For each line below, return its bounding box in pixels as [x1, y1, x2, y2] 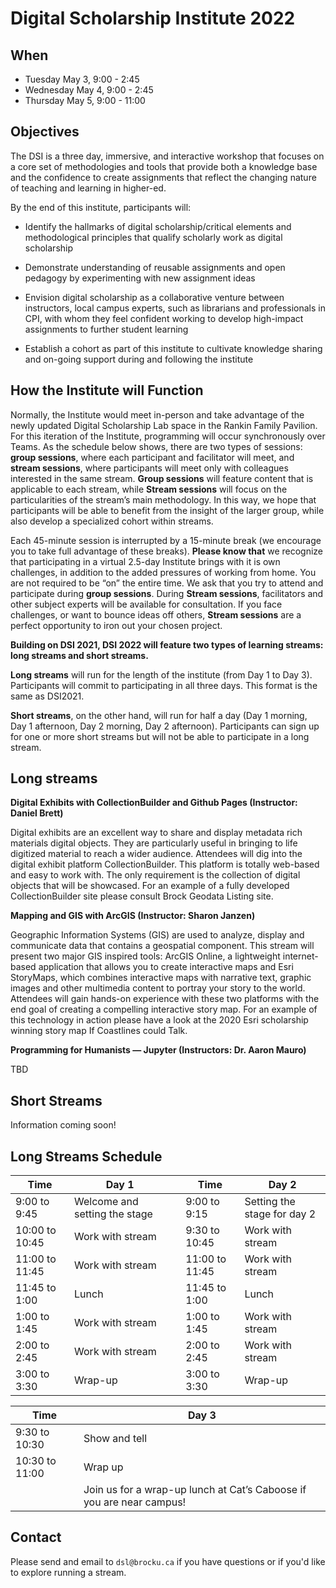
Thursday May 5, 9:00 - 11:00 [24, 95, 146, 106]
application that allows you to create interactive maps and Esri [38, 961, 294, 973]
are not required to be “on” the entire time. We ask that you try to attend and [10, 577, 324, 589]
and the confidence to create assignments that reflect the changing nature [10, 171, 317, 183]
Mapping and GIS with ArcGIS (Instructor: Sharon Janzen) [10, 910, 256, 922]
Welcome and [74, 1195, 139, 1209]
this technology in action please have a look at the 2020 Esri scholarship [10, 1014, 309, 1026]
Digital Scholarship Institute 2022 [10, 7, 296, 30]
